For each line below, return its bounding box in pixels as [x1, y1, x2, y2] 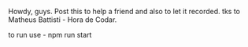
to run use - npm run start [8, 31, 92, 39]
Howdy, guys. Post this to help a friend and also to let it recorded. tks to [8, 7, 240, 16]
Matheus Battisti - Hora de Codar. [8, 15, 117, 24]
